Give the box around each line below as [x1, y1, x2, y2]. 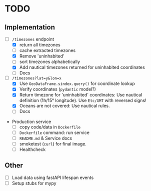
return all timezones [19, 42, 60, 48]
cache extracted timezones [19, 47, 76, 53]
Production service [11, 118, 51, 124]
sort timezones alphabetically [19, 58, 80, 65]
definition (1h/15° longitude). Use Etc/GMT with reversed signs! [19, 97, 146, 103]
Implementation [4, 23, 55, 31]
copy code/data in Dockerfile [19, 123, 81, 130]
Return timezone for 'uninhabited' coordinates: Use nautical [19, 92, 142, 98]
